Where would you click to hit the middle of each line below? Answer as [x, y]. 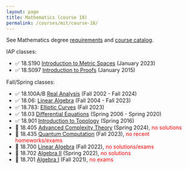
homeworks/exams [39, 140]
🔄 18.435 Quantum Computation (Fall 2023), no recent [82, 134]
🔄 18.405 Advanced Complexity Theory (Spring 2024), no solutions [98, 128]
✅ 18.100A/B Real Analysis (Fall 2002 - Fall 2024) [76, 94]
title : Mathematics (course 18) [47, 17]
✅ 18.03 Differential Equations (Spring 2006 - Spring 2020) [88, 114]
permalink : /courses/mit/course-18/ [52, 23]
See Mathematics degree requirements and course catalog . [80, 40]
